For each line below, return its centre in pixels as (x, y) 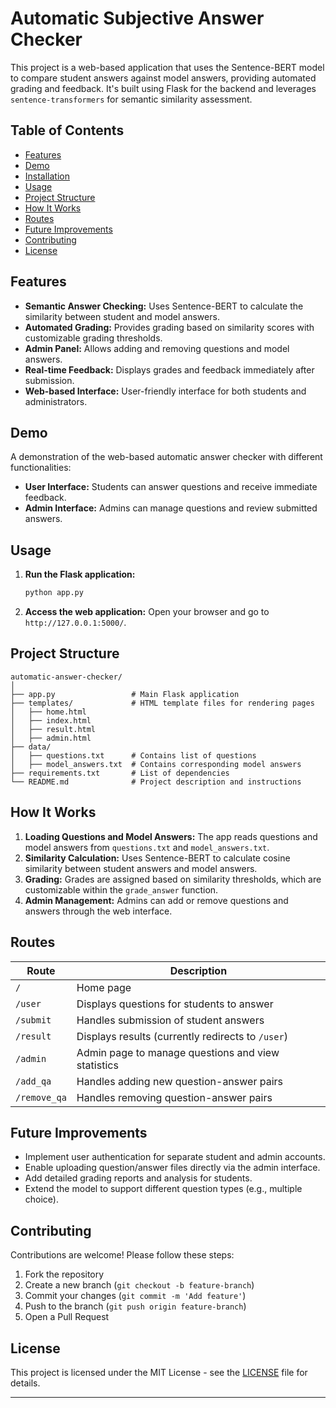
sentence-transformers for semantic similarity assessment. (131, 99)
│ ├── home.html (48, 712)
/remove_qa (41, 1097)
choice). (42, 1199)
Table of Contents (67, 130)
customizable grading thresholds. (93, 338)
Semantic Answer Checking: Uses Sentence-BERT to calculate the (164, 306)
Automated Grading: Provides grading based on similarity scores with (169, 327)
